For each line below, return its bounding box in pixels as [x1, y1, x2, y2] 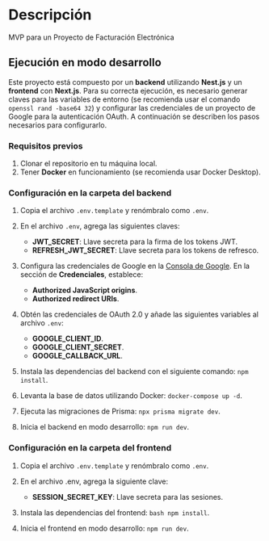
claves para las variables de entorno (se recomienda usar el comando [8, 94, 241, 104]
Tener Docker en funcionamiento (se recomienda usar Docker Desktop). [19, 167, 261, 177]
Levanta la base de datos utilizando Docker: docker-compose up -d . [19, 391, 242, 401]
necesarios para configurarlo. [8, 120, 107, 130]
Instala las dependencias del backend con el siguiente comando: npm [19, 367, 249, 376]
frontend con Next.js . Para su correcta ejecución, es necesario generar [8, 86, 248, 95]
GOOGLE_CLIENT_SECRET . [32, 342, 124, 352]
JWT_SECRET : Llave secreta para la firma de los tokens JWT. [32, 237, 238, 247]
